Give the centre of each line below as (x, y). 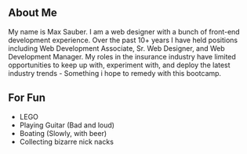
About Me (33, 13)
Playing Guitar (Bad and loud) (67, 125)
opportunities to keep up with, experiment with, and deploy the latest (119, 65)
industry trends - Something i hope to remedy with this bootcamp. (115, 73)
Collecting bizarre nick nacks (66, 141)
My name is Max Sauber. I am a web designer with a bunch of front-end (124, 31)
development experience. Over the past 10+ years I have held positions (123, 40)
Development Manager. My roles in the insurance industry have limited (122, 56)
